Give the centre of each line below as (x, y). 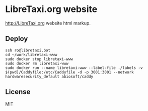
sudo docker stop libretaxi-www (39, 59)
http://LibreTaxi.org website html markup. (48, 23)
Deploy (17, 39)
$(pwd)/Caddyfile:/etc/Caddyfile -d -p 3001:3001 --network (70, 72)
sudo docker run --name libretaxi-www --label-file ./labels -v (74, 68)
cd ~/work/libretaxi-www (31, 54)
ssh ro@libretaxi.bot (28, 50)
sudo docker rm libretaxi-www (37, 63)
